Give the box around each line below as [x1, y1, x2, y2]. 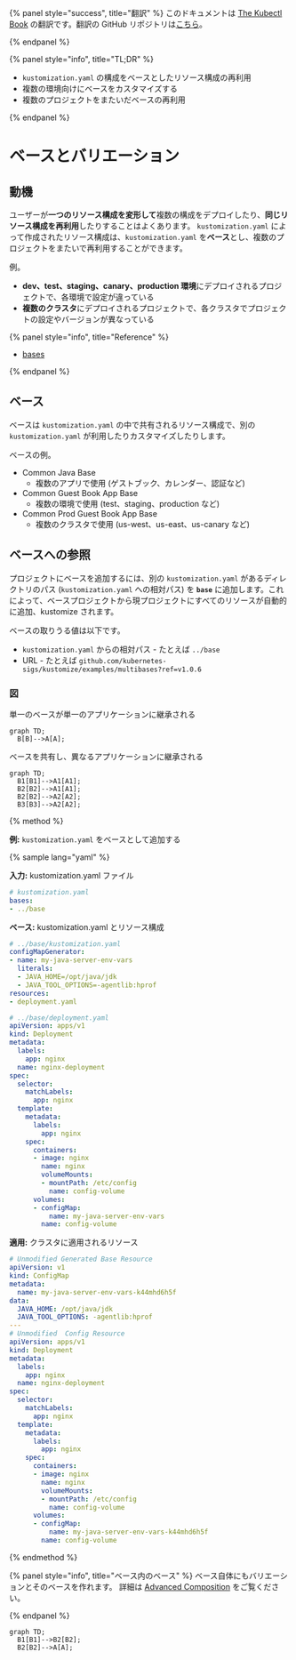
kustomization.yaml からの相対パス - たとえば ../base [21, 644, 220, 654]
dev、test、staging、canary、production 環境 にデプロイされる [21, 281, 260, 291]
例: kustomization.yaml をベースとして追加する [9, 834, 181, 845]
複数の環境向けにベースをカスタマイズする [21, 84, 178, 93]
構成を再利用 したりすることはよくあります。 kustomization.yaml [32, 221, 269, 231]
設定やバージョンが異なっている [37, 314, 155, 325]
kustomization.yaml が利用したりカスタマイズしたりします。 [9, 430, 230, 441]
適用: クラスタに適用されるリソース [9, 1237, 139, 1247]
